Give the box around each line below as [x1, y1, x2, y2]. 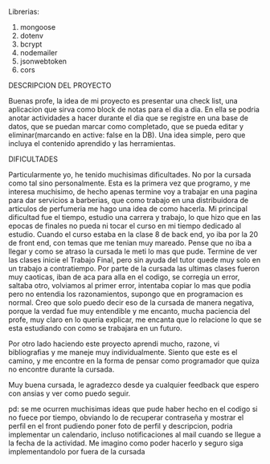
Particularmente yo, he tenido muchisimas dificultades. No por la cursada [8, 170, 252, 179]
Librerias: [8, 7, 40, 16]
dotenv [19, 31, 44, 40]
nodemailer [19, 48, 58, 57]
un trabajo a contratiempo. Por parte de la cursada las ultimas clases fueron [8, 264, 260, 273]
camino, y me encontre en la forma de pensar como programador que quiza [8, 356, 260, 365]
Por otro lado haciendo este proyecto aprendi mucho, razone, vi [8, 339, 219, 348]
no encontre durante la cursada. [8, 364, 115, 374]
